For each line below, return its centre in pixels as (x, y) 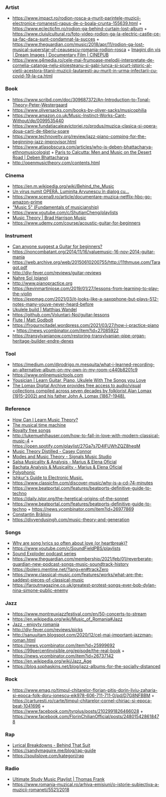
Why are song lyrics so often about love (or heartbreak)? (70, 543)
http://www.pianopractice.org (42, 283)
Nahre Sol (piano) (30, 278)
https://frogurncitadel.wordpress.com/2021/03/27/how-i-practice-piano (85, 325)
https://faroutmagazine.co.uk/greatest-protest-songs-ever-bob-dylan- (84, 585)
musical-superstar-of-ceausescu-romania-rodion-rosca (69, 50)
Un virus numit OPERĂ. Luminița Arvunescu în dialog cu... (71, 191)
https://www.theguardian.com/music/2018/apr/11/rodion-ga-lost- (78, 44)
